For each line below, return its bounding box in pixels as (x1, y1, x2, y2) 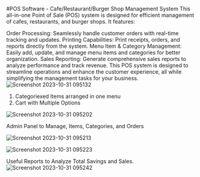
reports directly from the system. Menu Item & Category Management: (6, 42, 182, 50)
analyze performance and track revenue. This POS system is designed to (6, 62, 189, 69)
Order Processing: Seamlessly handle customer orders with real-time (6, 30, 179, 37)
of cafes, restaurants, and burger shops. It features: (6, 18, 135, 25)
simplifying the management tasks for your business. (6, 75, 139, 82)
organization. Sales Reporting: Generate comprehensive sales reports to (6, 56, 187, 62)
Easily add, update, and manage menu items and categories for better (6, 49, 181, 56)
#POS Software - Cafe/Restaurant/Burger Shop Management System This (6, 5, 191, 12)
